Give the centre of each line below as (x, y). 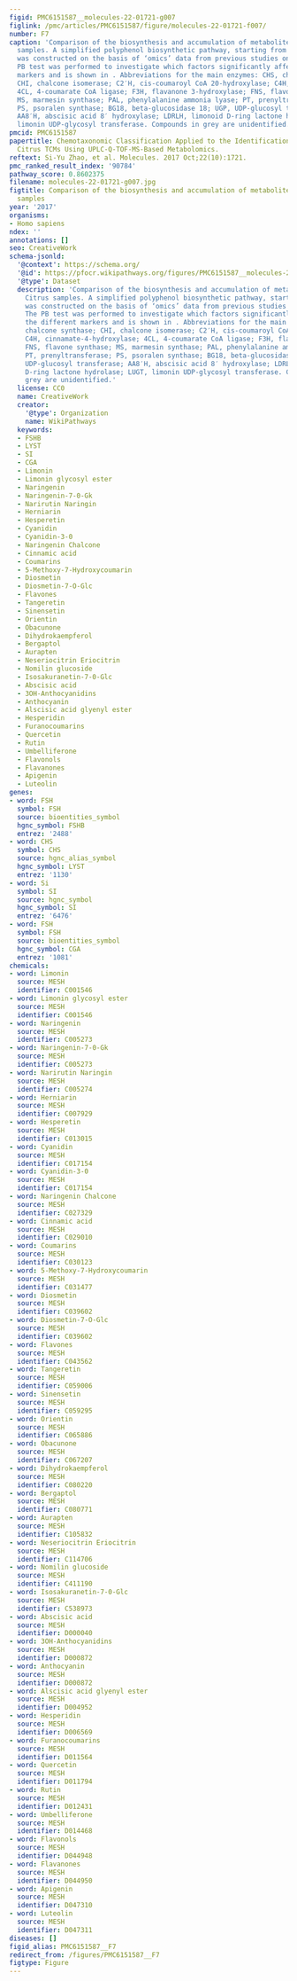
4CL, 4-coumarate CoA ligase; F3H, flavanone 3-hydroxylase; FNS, (142, 91)
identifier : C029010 (55, 1238)
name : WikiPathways (61, 421)
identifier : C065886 (55, 1436)
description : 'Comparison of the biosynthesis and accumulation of (144, 289)
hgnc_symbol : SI (47, 908)
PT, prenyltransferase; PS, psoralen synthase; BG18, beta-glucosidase (160, 356)
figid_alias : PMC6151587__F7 (63, 1946)
